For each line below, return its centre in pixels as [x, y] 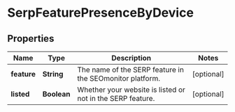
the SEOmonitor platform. [119, 78]
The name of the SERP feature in [130, 70]
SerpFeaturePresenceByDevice [101, 13]
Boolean [56, 94]
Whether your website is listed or [131, 90]
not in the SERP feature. [116, 98]
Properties [31, 39]
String [53, 74]
